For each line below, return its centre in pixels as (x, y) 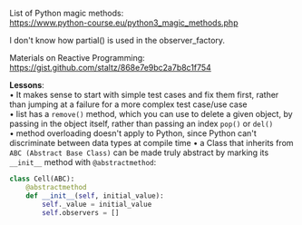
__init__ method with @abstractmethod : (83, 162)
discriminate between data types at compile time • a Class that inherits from (151, 143)
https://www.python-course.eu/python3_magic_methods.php (124, 23)
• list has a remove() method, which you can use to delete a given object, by (151, 114)
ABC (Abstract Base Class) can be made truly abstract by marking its (139, 152)
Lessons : (27, 85)
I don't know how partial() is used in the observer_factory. (117, 40)
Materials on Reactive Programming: (77, 58)
